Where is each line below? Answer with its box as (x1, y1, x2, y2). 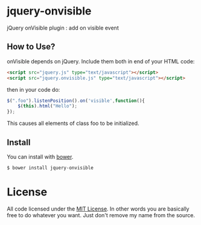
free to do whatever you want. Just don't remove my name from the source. (7, 211, 196, 218)
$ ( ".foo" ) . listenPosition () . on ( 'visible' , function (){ (7, 98, 145, 104)
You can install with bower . (7, 153, 74, 160)
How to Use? (7, 42, 56, 52)
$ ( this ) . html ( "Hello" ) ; (18, 103, 78, 109)
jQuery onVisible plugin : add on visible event (7, 24, 120, 31)
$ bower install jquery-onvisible (7, 165, 94, 171)
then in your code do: (7, 86, 60, 93)
